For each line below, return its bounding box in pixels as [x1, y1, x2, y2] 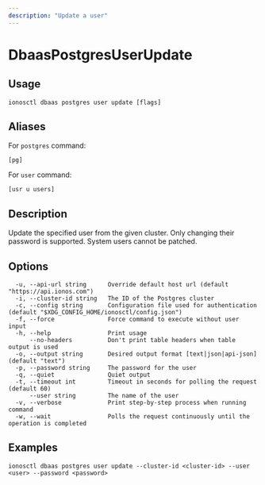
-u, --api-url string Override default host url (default [15, 281, 229, 289]
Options [8, 260, 49, 273]
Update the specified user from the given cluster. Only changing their [8, 228, 235, 238]
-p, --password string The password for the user [15, 364, 197, 372]
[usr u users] [8, 186, 56, 194]
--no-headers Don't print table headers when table [29, 337, 236, 345]
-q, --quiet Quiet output [15, 371, 151, 379]
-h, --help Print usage [15, 329, 148, 337]
